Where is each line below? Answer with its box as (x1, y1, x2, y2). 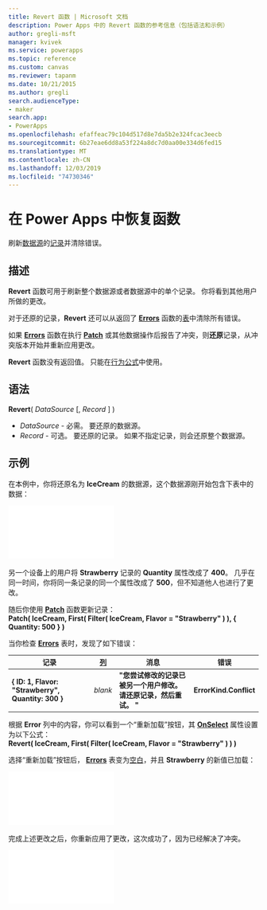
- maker (8, 105, 34, 113)
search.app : (8, 114, 48, 122)
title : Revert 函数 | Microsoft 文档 (8, 13, 129, 21)
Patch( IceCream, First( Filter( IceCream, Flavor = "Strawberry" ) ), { (8, 614, 237, 623)
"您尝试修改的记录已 (118, 670, 186, 681)
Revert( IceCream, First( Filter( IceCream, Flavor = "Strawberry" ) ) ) (8, 738, 237, 748)
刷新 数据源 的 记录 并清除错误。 (8, 238, 106, 248)
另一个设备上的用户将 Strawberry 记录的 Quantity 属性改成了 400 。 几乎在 (8, 567, 256, 577)
